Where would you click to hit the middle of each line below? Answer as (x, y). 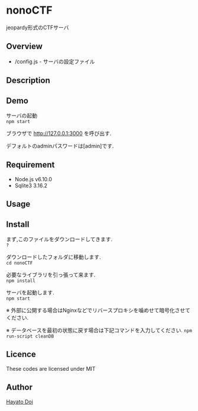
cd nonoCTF (20, 263)
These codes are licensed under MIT (51, 368)
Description (28, 81)
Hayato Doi (20, 402)
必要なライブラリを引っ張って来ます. (51, 274)
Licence (21, 354)
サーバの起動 (22, 115)
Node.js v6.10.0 (33, 179)
